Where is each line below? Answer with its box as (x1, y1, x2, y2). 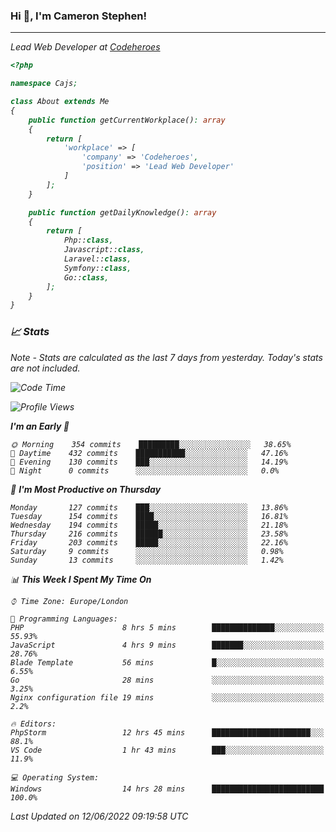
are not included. (10, 362, 81, 374)
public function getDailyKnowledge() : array (28, 207, 217, 218)
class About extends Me (10, 97, 110, 107)
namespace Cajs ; (10, 79, 78, 89)
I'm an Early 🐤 (10, 420, 70, 432)
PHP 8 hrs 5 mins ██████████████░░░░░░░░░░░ (10, 622, 325, 633)
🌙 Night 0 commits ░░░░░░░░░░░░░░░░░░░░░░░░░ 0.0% (10, 465, 280, 476)
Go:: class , (63, 272, 110, 283)
